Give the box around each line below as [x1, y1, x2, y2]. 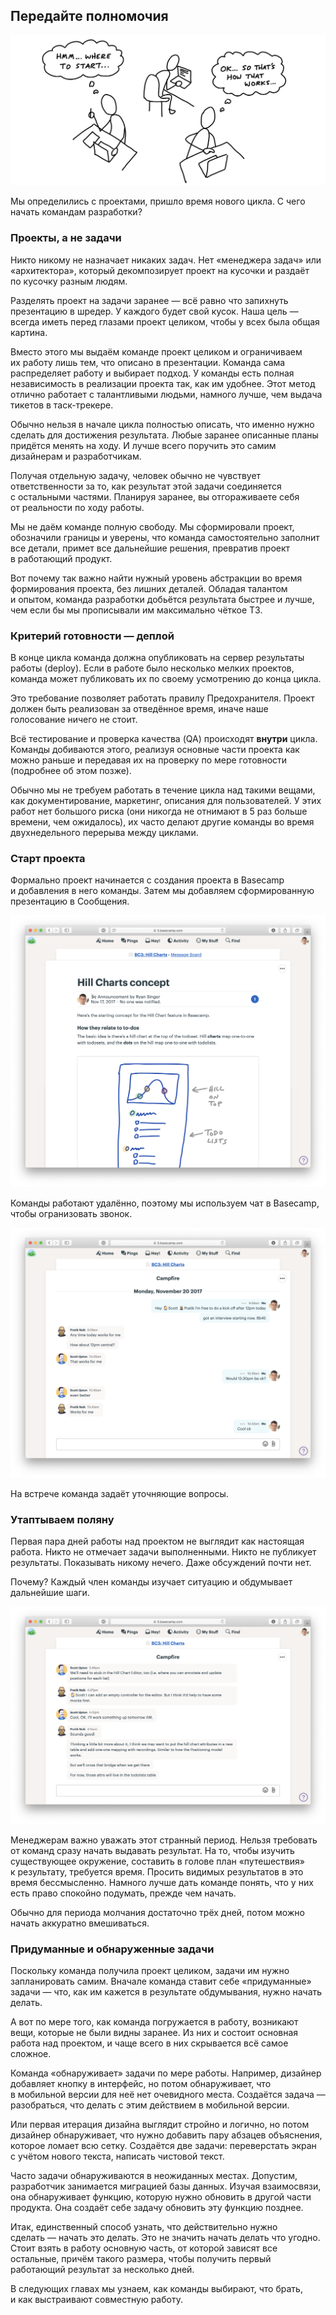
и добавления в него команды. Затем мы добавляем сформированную [10, 885, 315, 897]
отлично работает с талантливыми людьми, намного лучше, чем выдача [10, 388, 323, 400]
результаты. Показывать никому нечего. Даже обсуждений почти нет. [10, 1556, 312, 1568]
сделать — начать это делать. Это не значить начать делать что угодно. [10, 2232, 321, 2244]
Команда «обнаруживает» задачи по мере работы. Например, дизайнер [10, 2067, 322, 2079]
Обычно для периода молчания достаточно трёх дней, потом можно [10, 1906, 305, 1918]
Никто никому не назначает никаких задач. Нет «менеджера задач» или [10, 254, 322, 266]
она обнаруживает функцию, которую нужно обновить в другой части [10, 2191, 312, 2203]
